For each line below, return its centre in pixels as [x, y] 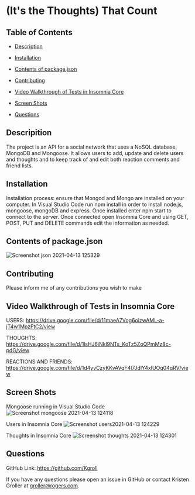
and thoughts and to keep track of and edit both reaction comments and [93, 159]
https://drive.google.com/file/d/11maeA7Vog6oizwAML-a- [95, 321]
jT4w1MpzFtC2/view [31, 326]
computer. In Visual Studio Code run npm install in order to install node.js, [95, 204]
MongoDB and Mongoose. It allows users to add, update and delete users [95, 153]
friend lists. [20, 166]
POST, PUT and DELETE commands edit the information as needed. [88, 223]
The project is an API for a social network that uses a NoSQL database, [92, 147]
